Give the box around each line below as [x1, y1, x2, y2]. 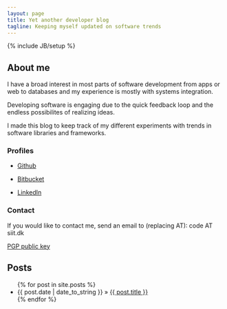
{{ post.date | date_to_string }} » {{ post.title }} [17, 288, 149, 296]
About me [7, 61, 50, 73]
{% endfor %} [17, 295, 57, 303]
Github [17, 161, 36, 170]
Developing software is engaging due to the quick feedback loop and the [7, 101, 214, 109]
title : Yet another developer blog [7, 17, 109, 23]
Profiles [7, 146, 34, 156]
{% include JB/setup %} [7, 42, 76, 50]
